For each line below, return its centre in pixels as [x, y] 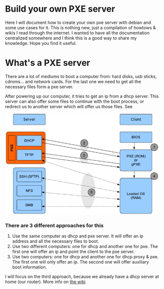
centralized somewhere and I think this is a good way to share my [71, 38]
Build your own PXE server [60, 9]
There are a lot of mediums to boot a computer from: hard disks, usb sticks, [81, 76]
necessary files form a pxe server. [39, 87]
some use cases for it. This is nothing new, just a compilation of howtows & [81, 27]
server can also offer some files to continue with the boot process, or [75, 101]
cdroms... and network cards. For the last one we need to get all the [73, 81]
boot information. [30, 267]
